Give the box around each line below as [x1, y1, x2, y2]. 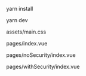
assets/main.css [6, 28, 47, 35]
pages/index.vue [6, 40, 48, 47]
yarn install [6, 5, 33, 12]
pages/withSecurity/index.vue [6, 63, 80, 70]
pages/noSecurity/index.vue [6, 51, 76, 59]
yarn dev [6, 17, 28, 23]
